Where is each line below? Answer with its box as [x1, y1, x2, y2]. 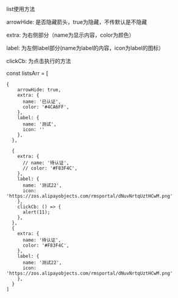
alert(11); [22, 209, 51, 215]
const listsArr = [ [6, 70, 49, 76]
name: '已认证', [22, 99, 62, 105]
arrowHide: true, [17, 87, 62, 93]
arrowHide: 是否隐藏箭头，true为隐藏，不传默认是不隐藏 [6, 18, 148, 26]
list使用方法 [6, 6, 35, 12]
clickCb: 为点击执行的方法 [6, 58, 71, 64]
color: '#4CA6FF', [22, 104, 69, 110]
